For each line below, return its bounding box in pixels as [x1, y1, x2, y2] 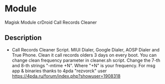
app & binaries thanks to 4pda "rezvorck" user [11, 68, 107, 74]
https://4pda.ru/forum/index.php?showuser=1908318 [11, 73, 121, 79]
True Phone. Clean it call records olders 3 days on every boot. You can [11, 52, 157, 58]
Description [4, 34, 42, 42]
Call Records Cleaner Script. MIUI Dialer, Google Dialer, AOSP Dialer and [11, 46, 160, 52]
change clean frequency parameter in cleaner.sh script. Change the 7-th [11, 57, 161, 63]
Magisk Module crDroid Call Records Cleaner [4, 19, 97, 25]
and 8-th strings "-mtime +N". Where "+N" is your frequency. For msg [11, 62, 156, 68]
